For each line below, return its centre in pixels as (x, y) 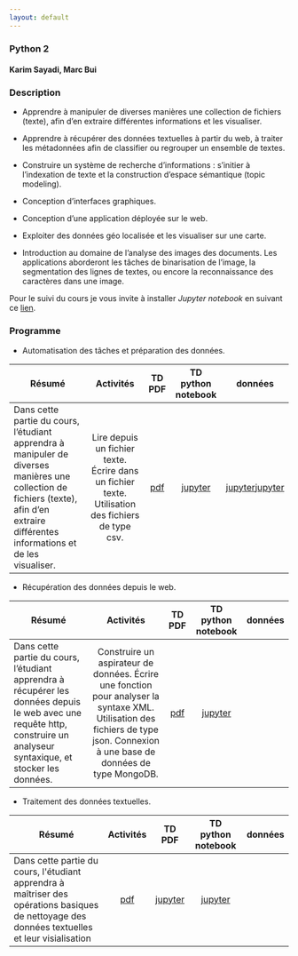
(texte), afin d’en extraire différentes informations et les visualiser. (142, 122)
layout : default (39, 17)
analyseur (34, 745)
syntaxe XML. (126, 707)
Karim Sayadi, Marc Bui (53, 70)
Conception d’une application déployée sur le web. (115, 219)
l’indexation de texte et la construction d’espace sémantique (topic (144, 175)
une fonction (126, 685)
